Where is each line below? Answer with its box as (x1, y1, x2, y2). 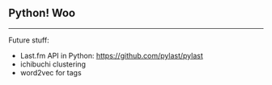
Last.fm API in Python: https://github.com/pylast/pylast (19, 51, 204, 60)
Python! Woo (8, 6, 75, 20)
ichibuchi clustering (19, 59, 87, 69)
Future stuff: (8, 35, 50, 45)
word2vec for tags (19, 67, 83, 77)
